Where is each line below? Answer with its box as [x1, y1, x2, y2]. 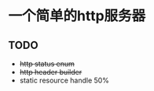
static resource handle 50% [19, 75, 110, 85]
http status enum [19, 59, 75, 68]
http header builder [19, 68, 82, 76]
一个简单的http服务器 [8, 7, 146, 25]
